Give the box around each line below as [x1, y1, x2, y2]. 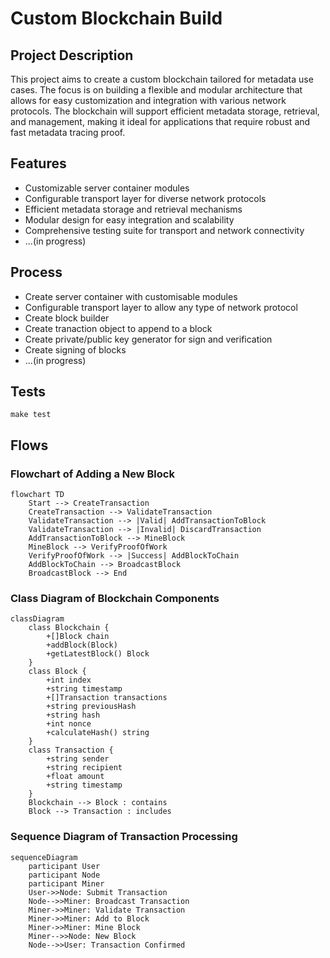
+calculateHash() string [46, 728, 150, 738]
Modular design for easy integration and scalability [24, 213, 235, 226]
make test [10, 410, 52, 420]
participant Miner [28, 878, 105, 889]
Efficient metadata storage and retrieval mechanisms [24, 203, 243, 215]
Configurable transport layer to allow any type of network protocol [24, 301, 298, 313]
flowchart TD [10, 490, 65, 500]
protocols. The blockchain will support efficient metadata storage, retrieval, [10, 105, 320, 117]
